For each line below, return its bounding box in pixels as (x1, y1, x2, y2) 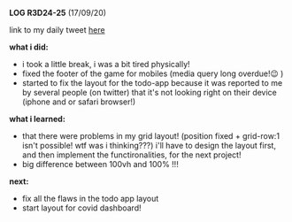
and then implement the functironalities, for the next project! (21, 149, 242, 160)
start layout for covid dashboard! (21, 203, 142, 213)
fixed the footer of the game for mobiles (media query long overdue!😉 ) (21, 68, 284, 79)
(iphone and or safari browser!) (21, 96, 136, 107)
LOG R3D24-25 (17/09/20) (9, 8, 107, 18)
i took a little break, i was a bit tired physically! (21, 59, 190, 69)
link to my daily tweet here (9, 25, 105, 34)
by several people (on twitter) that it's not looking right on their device (21, 88, 277, 97)
